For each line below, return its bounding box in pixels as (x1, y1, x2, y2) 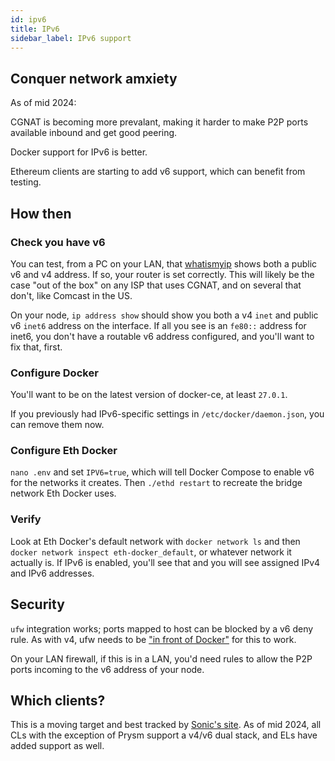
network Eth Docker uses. (10, 487, 117, 500)
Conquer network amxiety (10, 70, 178, 87)
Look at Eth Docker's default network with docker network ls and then (10, 535, 301, 547)
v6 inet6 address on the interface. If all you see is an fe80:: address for (10, 319, 307, 331)
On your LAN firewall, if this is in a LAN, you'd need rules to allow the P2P (10, 652, 313, 665)
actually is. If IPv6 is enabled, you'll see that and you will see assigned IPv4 (10, 556, 321, 568)
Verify (10, 512, 42, 526)
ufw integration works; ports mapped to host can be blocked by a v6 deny (10, 622, 314, 635)
